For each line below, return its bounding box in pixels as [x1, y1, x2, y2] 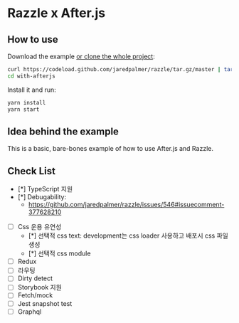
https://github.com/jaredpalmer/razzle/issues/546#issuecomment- [28, 201, 225, 209]
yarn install [7, 99, 46, 106]
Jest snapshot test [17, 299, 73, 307]
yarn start [7, 105, 40, 113]
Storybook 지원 [17, 283, 62, 292]
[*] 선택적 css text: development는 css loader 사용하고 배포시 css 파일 [28, 231, 229, 240]
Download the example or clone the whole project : [7, 52, 155, 60]
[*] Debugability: [17, 193, 67, 201]
